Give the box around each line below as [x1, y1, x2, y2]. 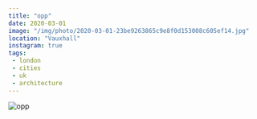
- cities [11, 64, 42, 72]
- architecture [11, 79, 63, 87]
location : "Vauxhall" [8, 34, 81, 43]
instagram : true [8, 42, 63, 50]
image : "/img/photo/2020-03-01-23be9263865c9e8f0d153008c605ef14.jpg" [8, 27, 250, 35]
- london [11, 57, 42, 65]
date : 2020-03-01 [8, 19, 67, 27]
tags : [8, 49, 27, 57]
